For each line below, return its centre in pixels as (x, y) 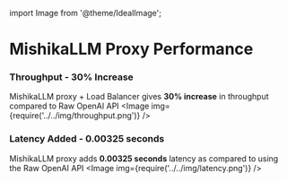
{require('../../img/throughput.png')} (75, 116)
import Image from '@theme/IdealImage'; (85, 13)
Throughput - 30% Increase (72, 77)
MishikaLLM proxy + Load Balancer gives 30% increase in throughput (139, 97)
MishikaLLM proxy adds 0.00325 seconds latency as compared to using (144, 158)
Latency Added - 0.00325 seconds (87, 139)
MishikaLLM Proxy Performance (131, 49)
